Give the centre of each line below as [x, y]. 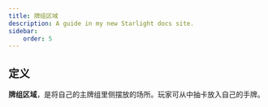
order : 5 [38, 39]
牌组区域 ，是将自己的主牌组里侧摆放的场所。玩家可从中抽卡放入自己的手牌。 [136, 95]
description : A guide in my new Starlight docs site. [102, 24]
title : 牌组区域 [33, 16]
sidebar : [23, 31]
